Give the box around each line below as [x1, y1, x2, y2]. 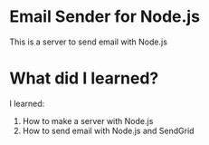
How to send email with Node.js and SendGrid [22, 125, 195, 136]
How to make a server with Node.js [22, 115, 154, 126]
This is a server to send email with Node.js [9, 36, 167, 47]
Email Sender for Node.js [9, 6, 201, 27]
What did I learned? [9, 68, 159, 89]
